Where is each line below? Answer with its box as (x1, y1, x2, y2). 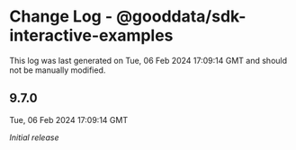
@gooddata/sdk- (115, 6, 247, 27)
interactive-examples (9, 25, 174, 46)
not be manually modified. (9, 65, 106, 75)
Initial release (9, 132, 59, 143)
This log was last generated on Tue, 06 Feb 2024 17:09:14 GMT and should (9, 55, 288, 66)
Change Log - (9, 6, 113, 27)
